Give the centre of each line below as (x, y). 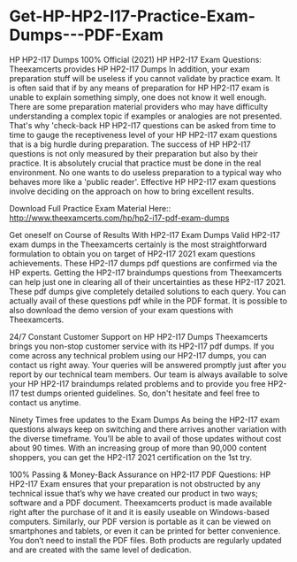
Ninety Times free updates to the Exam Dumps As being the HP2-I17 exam (145, 420)
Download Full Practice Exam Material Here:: (90, 208)
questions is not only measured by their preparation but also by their (133, 153)
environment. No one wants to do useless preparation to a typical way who (145, 172)
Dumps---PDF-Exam (86, 35)
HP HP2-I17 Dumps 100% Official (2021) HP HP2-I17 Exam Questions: (136, 59)
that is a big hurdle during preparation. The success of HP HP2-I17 (130, 144)
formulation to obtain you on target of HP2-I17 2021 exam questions (133, 253)
